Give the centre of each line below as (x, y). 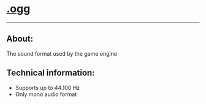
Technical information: (51, 73)
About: (20, 39)
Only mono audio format (46, 94)
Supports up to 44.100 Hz (48, 87)
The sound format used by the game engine (62, 53)
